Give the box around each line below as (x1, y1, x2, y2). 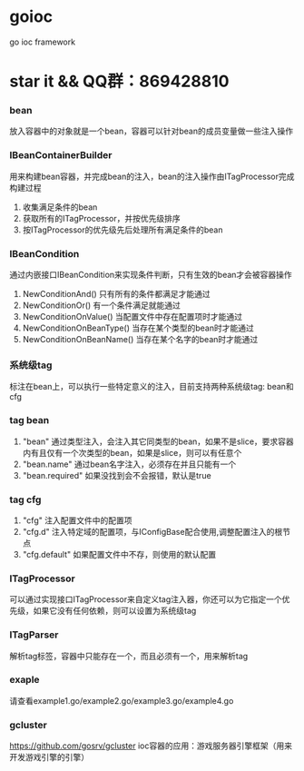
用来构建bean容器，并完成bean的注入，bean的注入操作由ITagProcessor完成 (9, 171, 295, 182)
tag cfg (9, 493, 42, 506)
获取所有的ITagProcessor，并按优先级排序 (22, 213, 181, 223)
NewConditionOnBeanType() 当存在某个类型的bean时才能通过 (22, 322, 254, 333)
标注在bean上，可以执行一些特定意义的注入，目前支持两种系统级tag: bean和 (9, 381, 295, 392)
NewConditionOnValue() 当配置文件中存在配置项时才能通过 (22, 311, 243, 322)
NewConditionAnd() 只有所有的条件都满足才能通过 (22, 289, 211, 300)
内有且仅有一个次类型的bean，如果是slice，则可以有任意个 (22, 447, 242, 458)
